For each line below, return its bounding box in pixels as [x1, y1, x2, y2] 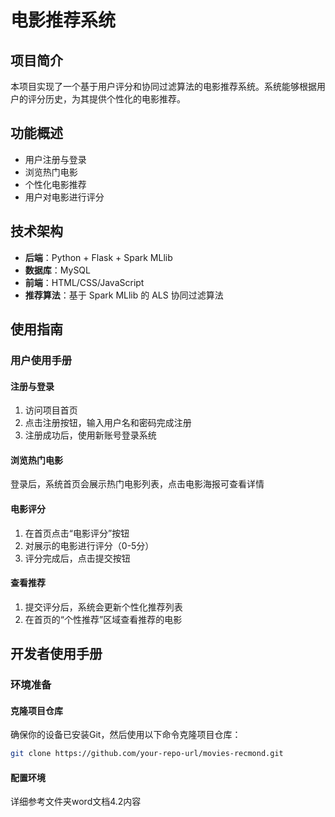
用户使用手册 [10, 353, 73, 367]
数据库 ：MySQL [24, 264, 91, 276]
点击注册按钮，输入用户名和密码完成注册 [24, 417, 192, 429]
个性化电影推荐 [24, 178, 87, 190]
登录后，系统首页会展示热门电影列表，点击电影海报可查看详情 [10, 478, 265, 490]
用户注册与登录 [24, 153, 87, 165]
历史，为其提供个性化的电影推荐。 [44, 93, 186, 105]
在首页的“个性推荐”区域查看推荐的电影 [24, 613, 183, 625]
